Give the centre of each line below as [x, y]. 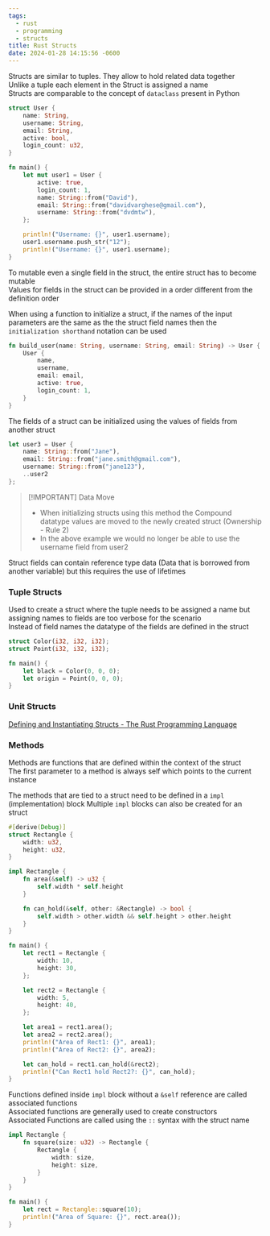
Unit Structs [32, 707]
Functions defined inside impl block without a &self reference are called [128, 1095]
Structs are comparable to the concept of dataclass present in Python [124, 93]
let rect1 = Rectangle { [64, 953]
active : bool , [46, 138]
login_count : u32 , [53, 146]
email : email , [61, 375]
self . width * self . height [81, 887]
